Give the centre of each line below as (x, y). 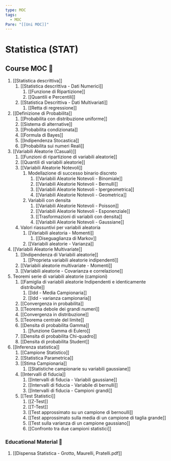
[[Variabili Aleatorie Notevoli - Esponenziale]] (83, 211)
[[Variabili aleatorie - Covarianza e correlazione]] (72, 271)
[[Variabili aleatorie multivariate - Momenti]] (66, 266)
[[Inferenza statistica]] (36, 347)
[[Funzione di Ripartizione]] (57, 92)
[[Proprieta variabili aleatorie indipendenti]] (73, 260)
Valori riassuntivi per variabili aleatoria (60, 228)
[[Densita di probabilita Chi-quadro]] (58, 336)
